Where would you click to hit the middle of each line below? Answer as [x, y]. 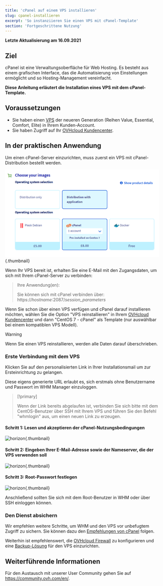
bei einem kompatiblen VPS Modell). [41, 325]
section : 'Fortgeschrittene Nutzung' [43, 26]
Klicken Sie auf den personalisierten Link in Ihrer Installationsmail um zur [78, 367]
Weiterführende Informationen [53, 561]
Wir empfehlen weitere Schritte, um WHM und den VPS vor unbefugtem [77, 526]
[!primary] [27, 396]
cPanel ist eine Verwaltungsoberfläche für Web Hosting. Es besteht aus [77, 68]
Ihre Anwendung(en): [38, 285]
